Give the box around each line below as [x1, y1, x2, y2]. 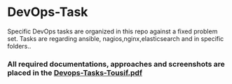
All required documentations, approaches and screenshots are [7, 59, 226, 69]
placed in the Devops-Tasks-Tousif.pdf [7, 67, 142, 77]
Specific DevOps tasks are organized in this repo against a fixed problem [7, 27, 218, 35]
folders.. [7, 42, 32, 50]
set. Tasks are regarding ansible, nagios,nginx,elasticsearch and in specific [7, 34, 224, 42]
